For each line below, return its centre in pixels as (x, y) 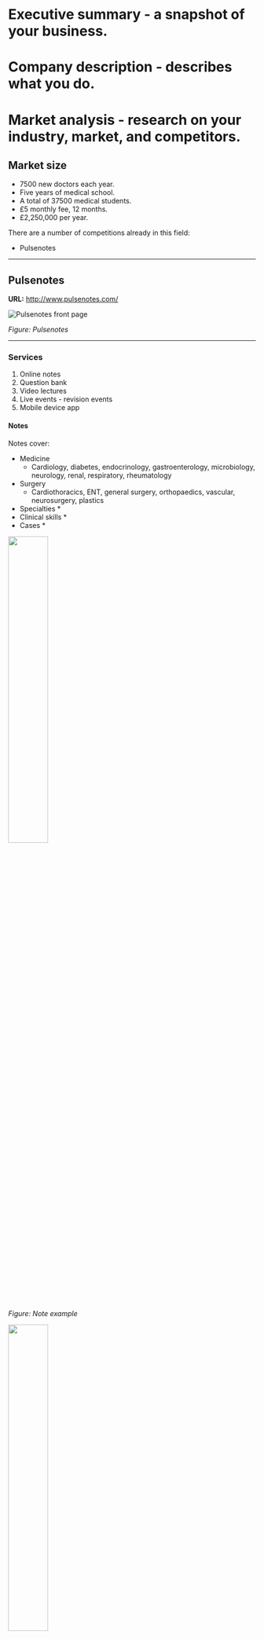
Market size (38, 165)
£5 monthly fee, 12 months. (64, 209)
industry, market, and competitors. (125, 136)
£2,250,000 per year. (54, 218)
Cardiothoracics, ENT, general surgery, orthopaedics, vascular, (133, 492)
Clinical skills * (43, 517)
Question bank (43, 383)
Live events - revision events (66, 399)
